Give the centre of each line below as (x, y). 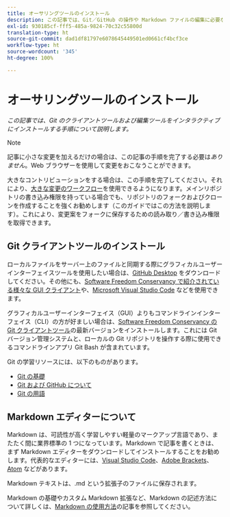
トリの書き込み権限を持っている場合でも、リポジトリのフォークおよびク (109, 197)
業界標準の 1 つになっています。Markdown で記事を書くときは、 (127, 443)
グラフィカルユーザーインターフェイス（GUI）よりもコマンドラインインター (114, 313)
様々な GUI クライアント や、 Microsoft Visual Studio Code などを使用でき (116, 290)
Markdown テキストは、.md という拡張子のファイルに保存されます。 (104, 483)
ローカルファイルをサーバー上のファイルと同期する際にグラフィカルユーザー (115, 264)
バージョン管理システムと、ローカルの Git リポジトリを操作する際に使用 (108, 338)
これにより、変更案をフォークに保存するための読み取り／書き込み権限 (121, 214)
